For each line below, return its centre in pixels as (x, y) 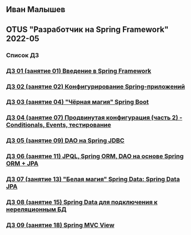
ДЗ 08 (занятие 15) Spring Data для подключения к (82, 202)
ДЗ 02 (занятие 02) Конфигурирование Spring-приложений (95, 86)
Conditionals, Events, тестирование (59, 125)
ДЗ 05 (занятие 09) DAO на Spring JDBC (65, 141)
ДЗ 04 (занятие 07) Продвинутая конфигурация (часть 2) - (94, 118)
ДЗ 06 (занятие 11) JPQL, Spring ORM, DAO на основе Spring (95, 156)
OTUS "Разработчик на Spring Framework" (87, 29)
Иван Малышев (36, 10)
